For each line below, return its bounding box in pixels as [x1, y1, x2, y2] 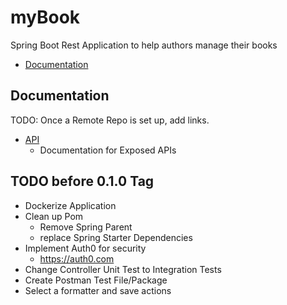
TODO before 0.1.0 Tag [10, 173, 155, 190]
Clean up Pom [24, 210, 84, 222]
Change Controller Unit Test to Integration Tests [24, 263, 222, 275]
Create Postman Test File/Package [24, 274, 168, 286]
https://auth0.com [39, 252, 115, 265]
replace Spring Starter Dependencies [39, 231, 193, 243]
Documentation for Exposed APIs [39, 144, 177, 156]
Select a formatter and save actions [24, 284, 172, 296]
